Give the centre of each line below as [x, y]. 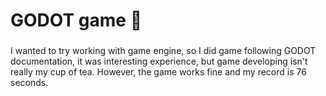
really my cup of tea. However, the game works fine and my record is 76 [158, 72]
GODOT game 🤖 [76, 20]
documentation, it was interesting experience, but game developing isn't [159, 61]
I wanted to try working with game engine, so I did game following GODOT [163, 51]
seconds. [29, 83]
